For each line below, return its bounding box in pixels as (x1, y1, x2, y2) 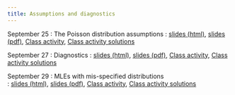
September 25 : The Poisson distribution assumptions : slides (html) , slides (7, 30, 225, 38)
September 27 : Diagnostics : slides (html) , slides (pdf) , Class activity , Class (7, 51, 228, 59)
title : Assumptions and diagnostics (7, 10, 115, 18)
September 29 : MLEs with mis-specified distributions (7, 72, 164, 80)
